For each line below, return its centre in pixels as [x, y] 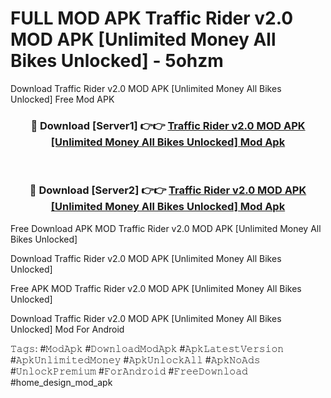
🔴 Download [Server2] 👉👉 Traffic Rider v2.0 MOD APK [168, 190]
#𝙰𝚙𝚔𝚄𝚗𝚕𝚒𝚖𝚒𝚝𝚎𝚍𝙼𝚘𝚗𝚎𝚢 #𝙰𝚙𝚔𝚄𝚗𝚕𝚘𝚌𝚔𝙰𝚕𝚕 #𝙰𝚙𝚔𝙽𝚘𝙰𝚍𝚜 [135, 359]
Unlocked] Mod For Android [67, 329]
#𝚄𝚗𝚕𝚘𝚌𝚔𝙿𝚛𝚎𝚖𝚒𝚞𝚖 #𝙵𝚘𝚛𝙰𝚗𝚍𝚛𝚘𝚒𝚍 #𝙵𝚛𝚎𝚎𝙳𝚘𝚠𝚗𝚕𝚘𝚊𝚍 [129, 371]
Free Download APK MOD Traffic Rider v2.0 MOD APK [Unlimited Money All [166, 228]
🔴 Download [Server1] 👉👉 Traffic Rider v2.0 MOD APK [168, 125]
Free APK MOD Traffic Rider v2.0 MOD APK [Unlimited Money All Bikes [156, 288]
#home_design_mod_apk [61, 382]
